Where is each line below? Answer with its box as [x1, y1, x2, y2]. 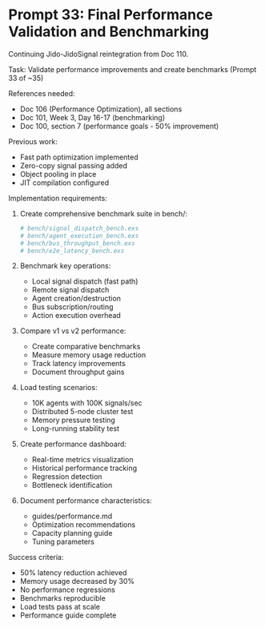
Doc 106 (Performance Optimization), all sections [19, 104, 183, 114]
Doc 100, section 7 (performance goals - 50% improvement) [19, 121, 219, 131]
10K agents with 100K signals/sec [31, 398, 143, 408]
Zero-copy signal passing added [19, 160, 128, 170]
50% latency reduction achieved [19, 568, 127, 578]
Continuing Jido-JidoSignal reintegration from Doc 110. [8, 49, 189, 58]
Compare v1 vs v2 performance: [19, 326, 126, 336]
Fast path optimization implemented [19, 152, 139, 162]
